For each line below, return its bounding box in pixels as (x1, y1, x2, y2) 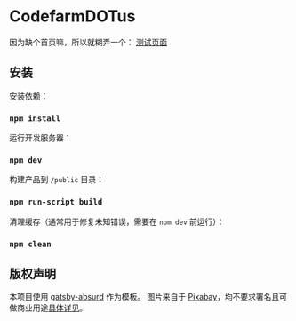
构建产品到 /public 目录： (9, 174, 104, 185)
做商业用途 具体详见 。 (9, 302, 87, 313)
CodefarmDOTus (9, 6, 136, 27)
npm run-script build (9, 197, 103, 207)
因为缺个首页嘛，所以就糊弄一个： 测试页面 (9, 36, 167, 47)
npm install (9, 113, 61, 124)
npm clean (9, 238, 52, 249)
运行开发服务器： (9, 132, 72, 143)
